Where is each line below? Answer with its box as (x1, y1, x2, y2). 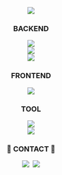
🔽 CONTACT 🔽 (6, 144, 56, 154)
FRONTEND (11, 71, 51, 81)
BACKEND (13, 23, 49, 33)
